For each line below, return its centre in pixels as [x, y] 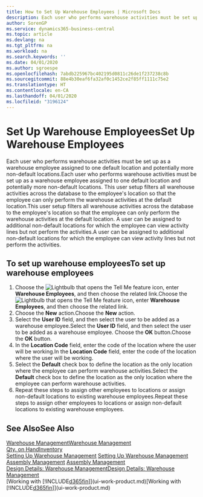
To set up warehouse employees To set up [86, 263]
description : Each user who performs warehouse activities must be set [98, 18]
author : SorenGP [27, 23]
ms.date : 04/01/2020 [32, 62]
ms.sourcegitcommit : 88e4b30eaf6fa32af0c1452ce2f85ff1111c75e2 [88, 79]
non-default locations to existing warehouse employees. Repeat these [101, 397]
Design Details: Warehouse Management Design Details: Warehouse [91, 469]
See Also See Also [40, 428]
